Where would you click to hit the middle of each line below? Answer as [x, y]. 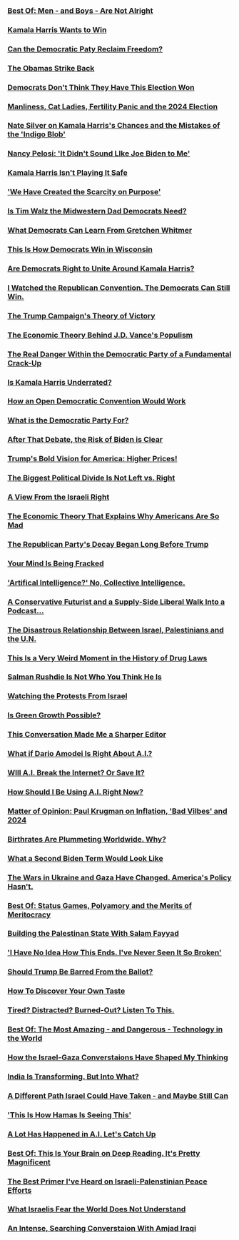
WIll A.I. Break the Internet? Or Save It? [76, 773]
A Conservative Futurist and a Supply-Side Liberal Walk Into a [116, 602]
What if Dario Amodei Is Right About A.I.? [80, 754]
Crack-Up [25, 363]
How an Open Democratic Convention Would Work [97, 401]
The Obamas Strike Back [51, 68]
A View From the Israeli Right [59, 497]
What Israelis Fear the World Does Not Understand [97, 1209]
